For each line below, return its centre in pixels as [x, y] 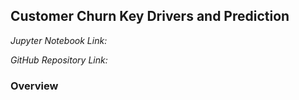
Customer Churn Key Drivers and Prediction [150, 16]
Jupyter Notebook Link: [59, 40]
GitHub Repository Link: [59, 60]
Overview [34, 86]
